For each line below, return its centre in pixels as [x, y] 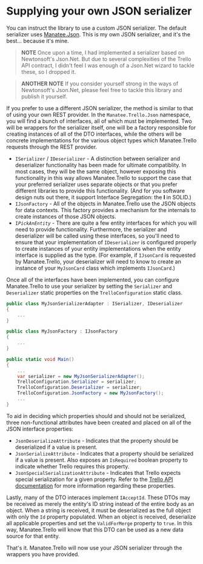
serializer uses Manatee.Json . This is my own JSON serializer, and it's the [98, 34]
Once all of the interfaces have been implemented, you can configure [93, 279]
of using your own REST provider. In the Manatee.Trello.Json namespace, [98, 114]
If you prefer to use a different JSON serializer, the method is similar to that [100, 108]
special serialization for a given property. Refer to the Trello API [94, 479]
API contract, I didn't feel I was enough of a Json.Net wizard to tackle [108, 65]
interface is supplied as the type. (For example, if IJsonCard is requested [105, 255]
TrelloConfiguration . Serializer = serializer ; [77, 382]
